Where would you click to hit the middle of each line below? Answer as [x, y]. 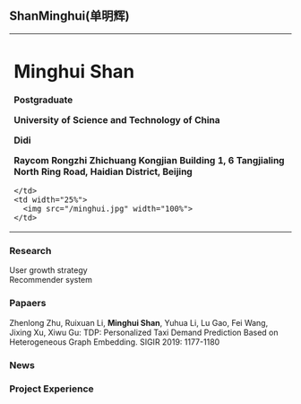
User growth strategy [48, 270]
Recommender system [51, 280]
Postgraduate [43, 100]
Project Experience [52, 389]
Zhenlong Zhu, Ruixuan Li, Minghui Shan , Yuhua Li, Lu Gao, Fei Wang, [139, 322]
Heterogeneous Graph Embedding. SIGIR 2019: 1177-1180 [115, 342]
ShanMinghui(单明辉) [69, 16]
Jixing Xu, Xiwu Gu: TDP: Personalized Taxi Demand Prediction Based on [144, 332]
